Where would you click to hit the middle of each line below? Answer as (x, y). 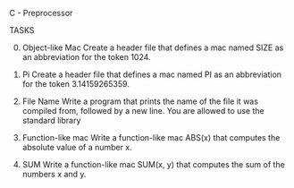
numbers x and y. (54, 174)
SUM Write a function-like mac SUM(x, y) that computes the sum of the (154, 164)
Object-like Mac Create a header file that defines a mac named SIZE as (153, 47)
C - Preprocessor (41, 13)
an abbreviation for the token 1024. (86, 57)
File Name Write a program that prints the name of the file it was (140, 101)
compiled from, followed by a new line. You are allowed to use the (143, 111)
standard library (51, 120)
